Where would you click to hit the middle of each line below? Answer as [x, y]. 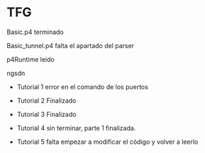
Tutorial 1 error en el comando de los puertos [82, 86]
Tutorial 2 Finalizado [46, 101]
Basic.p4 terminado [35, 32]
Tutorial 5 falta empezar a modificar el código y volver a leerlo [107, 142]
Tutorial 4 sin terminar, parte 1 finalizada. [76, 127]
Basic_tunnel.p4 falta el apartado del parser [71, 45]
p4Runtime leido [31, 59]
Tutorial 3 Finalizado [46, 114]
